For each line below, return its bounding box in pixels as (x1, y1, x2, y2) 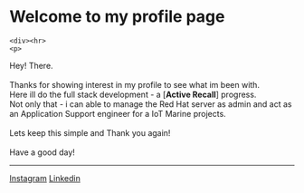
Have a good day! (9, 147, 75, 158)
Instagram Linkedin (9, 172, 81, 183)
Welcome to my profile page (9, 6, 225, 27)
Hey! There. (9, 60, 53, 71)
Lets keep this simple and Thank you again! (9, 127, 171, 138)
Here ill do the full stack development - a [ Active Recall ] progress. (9, 89, 257, 100)
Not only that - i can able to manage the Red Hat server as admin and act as (9, 98, 292, 110)
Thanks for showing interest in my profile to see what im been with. (9, 79, 261, 90)
